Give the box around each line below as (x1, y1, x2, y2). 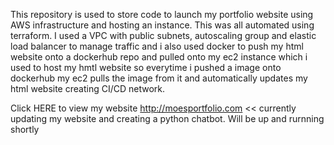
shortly (10, 124, 40, 135)
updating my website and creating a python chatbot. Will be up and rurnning (10, 113, 325, 124)
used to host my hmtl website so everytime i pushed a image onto (10, 62, 282, 73)
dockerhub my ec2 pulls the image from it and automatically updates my (10, 72, 308, 84)
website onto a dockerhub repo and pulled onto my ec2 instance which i (10, 51, 308, 63)
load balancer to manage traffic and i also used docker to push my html (10, 40, 304, 52)
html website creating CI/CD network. (10, 83, 165, 94)
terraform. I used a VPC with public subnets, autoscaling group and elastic (10, 30, 317, 41)
